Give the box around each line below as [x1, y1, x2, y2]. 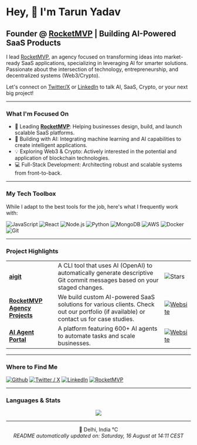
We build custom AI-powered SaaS [57, 293, 155, 301]
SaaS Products [6, 38, 62, 47]
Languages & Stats [6, 396, 61, 405]
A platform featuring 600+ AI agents [57, 324, 158, 332]
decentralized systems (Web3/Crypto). [6, 72, 100, 79]
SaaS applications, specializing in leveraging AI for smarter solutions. [21, 60, 188, 66]
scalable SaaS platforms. [14, 129, 75, 137]
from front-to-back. [14, 169, 62, 176]
